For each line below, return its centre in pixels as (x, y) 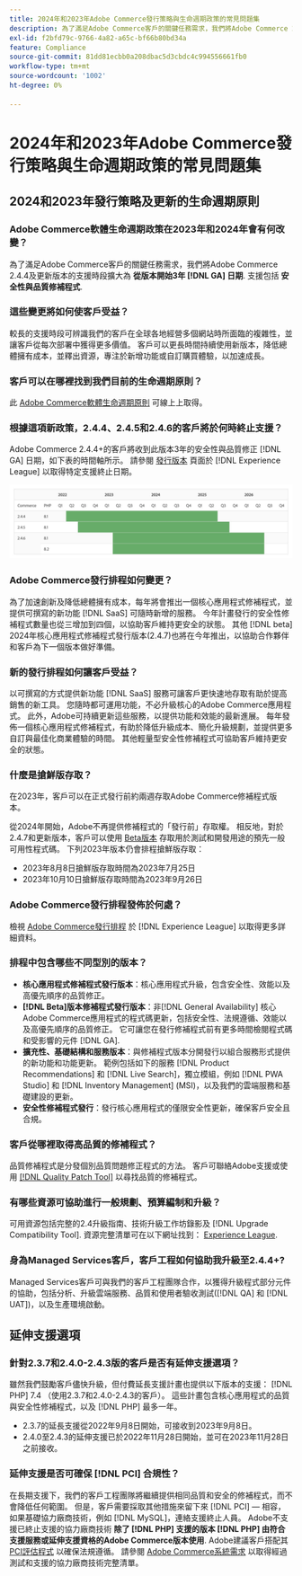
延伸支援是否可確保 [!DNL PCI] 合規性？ (94, 1474)
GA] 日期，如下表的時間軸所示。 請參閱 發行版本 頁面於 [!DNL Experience (145, 460)
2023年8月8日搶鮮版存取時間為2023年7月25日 (109, 868)
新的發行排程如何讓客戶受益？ (74, 672)
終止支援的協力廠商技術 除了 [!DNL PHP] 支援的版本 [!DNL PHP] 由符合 (155, 1528)
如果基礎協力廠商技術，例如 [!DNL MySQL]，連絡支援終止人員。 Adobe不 (145, 1518)
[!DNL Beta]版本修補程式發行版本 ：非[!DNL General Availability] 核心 (149, 1006)
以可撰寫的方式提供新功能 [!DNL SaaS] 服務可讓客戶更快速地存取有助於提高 (148, 693)
